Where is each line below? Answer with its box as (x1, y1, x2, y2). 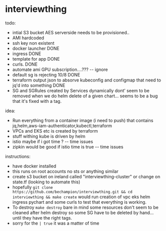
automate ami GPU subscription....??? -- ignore (12, 66, 108, 73)
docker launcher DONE (12, 45, 59, 51)
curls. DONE (12, 61, 38, 67)
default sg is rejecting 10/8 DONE (12, 72, 80, 77)
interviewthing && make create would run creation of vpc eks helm (12, 194, 150, 200)
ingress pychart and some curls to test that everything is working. (12, 199, 147, 205)
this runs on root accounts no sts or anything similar (12, 168, 119, 174)
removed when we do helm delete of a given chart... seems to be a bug (12, 93, 158, 99)
